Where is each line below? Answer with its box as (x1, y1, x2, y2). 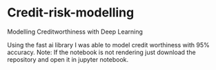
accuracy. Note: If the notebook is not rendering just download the (7, 48, 196, 56)
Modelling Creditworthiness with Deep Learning (7, 27, 144, 36)
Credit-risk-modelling (7, 5, 135, 21)
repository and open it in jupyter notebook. (7, 55, 129, 63)
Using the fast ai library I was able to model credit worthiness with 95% (7, 40, 210, 49)
